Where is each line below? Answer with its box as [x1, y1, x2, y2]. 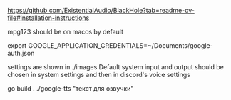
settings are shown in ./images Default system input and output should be [7, 63, 225, 71]
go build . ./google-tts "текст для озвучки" [7, 84, 134, 92]
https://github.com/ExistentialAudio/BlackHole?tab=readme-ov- [7, 6, 195, 14]
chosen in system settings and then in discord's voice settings [7, 71, 190, 79]
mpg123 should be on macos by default [7, 28, 123, 36]
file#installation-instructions [7, 14, 90, 22]
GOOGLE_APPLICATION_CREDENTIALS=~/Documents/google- [28, 41, 213, 49]
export [7, 41, 27, 49]
